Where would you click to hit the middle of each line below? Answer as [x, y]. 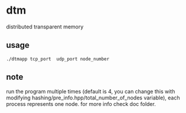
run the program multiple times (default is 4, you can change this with [91, 91]
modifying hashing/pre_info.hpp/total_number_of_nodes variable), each [93, 98]
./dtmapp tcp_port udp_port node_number [58, 59]
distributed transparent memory [45, 27]
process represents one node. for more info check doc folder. [81, 104]
